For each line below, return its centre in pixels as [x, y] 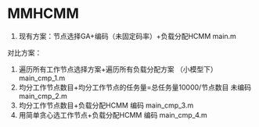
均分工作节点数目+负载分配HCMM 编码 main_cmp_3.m [106, 105]
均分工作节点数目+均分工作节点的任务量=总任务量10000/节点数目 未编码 [135, 87]
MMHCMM [43, 14]
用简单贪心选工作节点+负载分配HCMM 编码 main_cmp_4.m [113, 115]
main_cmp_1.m [42, 78]
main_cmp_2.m [43, 96]
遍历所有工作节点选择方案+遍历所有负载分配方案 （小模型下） [118, 69]
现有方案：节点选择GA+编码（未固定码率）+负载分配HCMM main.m [127, 36]
